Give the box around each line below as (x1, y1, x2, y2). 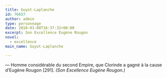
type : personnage (5, 21, 41, 26)
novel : (5, 35, 19, 40)
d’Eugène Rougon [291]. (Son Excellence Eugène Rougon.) (5, 67, 126, 73)
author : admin (5, 16, 35, 21)
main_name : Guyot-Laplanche (5, 44, 64, 49)
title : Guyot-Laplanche (5, 7, 55, 12)
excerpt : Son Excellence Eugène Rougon (5, 30, 88, 35)
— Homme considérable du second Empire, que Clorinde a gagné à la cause (5, 62, 162, 68)
